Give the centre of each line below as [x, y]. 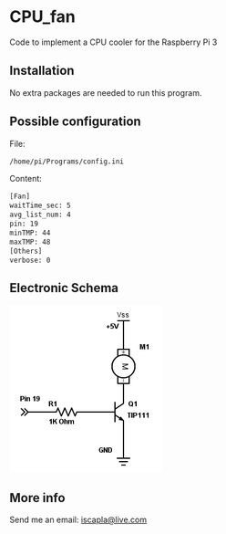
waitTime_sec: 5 [40, 205]
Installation [42, 71]
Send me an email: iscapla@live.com [78, 520]
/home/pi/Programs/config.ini [67, 162]
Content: [26, 178]
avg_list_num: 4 [40, 215]
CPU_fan [42, 17]
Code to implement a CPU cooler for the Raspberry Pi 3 [113, 42]
